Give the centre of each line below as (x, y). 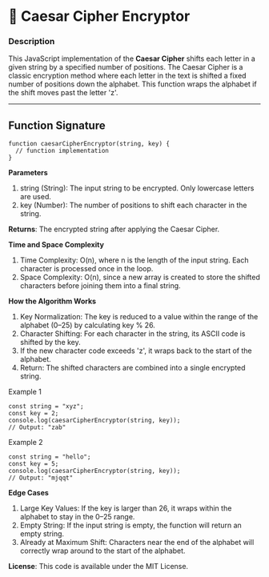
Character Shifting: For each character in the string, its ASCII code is (132, 334)
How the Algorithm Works (52, 301)
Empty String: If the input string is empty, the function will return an (130, 525)
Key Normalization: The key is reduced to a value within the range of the (139, 317)
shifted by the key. (50, 343)
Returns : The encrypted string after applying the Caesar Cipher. (114, 229)
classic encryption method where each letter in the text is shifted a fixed (127, 76)
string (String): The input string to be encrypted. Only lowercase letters (137, 188)
